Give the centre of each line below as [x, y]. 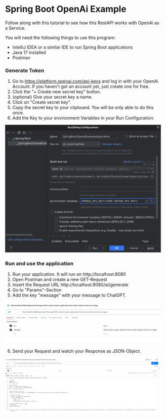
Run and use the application [39, 264]
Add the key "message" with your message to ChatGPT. [69, 295]
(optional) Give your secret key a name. [52, 97]
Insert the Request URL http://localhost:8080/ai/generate [70, 285]
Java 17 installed [29, 52]
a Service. [15, 28]
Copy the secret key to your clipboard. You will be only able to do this [83, 108]
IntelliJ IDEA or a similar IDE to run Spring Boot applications [72, 47]
